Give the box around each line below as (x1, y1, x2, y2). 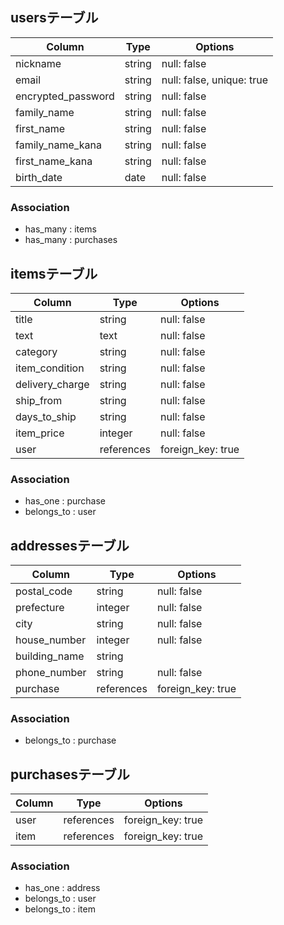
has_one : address (24, 882, 101, 894)
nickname (15, 56, 62, 70)
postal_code (15, 584, 73, 598)
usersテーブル (10, 9, 99, 27)
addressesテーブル (10, 537, 130, 554)
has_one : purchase (24, 495, 107, 507)
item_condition (15, 361, 85, 375)
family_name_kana (15, 138, 102, 152)
